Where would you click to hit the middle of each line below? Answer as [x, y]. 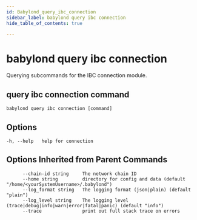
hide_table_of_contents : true [45, 23]
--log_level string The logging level [75, 200]
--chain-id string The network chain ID [79, 174]
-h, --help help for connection [50, 141]
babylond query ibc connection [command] [59, 109]
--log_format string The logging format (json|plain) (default [106, 190]
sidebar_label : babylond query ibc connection [66, 18]
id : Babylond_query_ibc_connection [51, 12]
